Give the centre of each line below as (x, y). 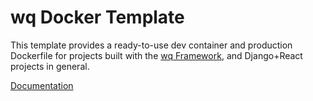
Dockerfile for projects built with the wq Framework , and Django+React (156, 55)
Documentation (42, 85)
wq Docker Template (97, 17)
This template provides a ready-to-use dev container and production (151, 45)
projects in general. (50, 66)
